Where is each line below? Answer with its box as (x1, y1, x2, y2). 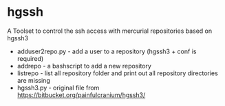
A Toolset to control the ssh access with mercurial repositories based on (7, 27, 212, 35)
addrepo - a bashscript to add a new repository (17, 62, 151, 70)
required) (17, 54, 44, 62)
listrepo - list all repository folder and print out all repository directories (17, 69, 218, 77)
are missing (17, 76, 50, 84)
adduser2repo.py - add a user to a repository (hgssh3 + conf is (17, 47, 197, 55)
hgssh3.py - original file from (17, 83, 100, 92)
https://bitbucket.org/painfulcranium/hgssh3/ (17, 90, 146, 99)
